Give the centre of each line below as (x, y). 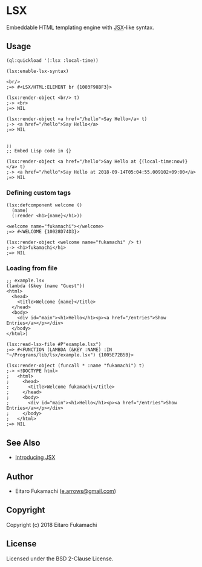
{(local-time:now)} (163, 161)
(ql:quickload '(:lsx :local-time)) (52, 60)
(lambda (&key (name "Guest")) (46, 286)
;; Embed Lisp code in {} (39, 151)
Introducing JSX (35, 457)
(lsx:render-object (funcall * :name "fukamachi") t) (76, 366)
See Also (23, 443)
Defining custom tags (39, 192)
